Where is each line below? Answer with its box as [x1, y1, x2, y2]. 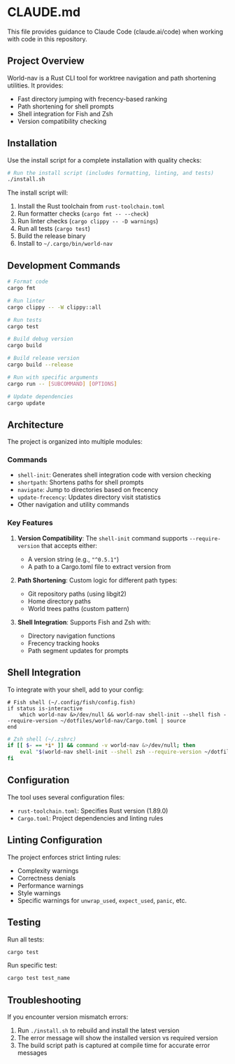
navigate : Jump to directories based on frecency [17, 486, 159, 494]
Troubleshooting [7, 994, 82, 1006]
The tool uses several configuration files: [7, 792, 124, 801]
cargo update [7, 400, 45, 407]
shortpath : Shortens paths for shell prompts [17, 478, 144, 486]
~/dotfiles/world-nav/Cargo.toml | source [60, 717, 187, 724]
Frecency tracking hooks [27, 638, 100, 647]
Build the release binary [17, 232, 86, 240]
